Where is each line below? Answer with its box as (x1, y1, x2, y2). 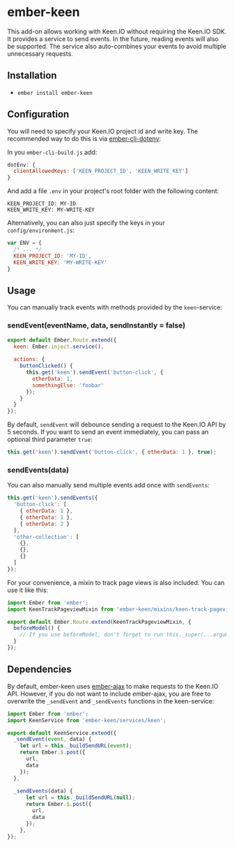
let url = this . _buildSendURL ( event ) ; (19, 742, 132, 749)
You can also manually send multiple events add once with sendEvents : (7, 481, 210, 489)
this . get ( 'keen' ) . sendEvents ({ (7, 494, 98, 502)
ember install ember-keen (17, 89, 93, 96)
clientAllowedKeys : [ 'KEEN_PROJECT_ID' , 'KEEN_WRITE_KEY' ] (13, 168, 189, 175)
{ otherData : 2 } (19, 520, 70, 527)
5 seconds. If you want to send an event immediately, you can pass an (7, 428, 209, 436)
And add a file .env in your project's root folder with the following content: (7, 187, 219, 195)
